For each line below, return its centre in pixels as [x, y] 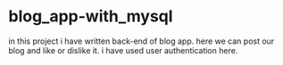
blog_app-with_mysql [91, 16]
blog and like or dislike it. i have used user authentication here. [123, 50]
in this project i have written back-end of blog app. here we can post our [141, 41]
